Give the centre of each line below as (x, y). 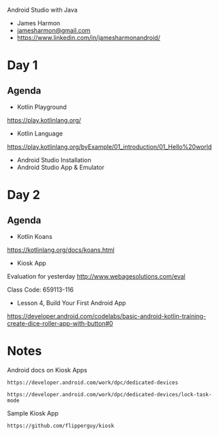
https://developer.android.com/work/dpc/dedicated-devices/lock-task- (109, 394)
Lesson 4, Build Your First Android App (71, 303)
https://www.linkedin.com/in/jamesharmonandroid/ (88, 38)
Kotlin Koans (34, 236)
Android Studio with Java (42, 10)
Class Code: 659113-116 (40, 290)
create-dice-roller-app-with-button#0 (60, 323)
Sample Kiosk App (33, 413)
